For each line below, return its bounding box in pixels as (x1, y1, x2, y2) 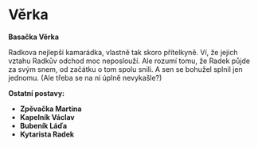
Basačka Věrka (8, 32, 60, 42)
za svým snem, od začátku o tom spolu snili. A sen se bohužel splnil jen (8, 64, 243, 73)
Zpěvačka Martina (19, 104, 82, 113)
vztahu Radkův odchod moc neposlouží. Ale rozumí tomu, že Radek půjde (8, 56, 251, 66)
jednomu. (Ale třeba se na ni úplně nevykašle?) (8, 73, 162, 82)
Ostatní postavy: (8, 88, 65, 97)
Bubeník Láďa (19, 121, 68, 130)
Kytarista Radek (19, 129, 74, 139)
